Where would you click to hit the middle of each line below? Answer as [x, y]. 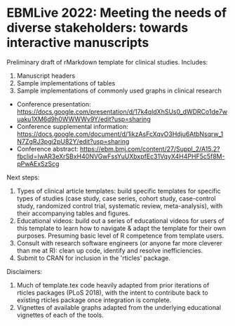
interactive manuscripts [78, 43]
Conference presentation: [54, 104]
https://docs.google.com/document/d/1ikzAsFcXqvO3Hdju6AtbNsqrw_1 [120, 134]
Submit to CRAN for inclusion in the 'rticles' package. [94, 258]
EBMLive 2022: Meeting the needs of [117, 13]
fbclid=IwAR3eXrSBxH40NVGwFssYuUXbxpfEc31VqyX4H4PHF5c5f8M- [121, 156]
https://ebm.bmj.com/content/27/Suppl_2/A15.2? [150, 149]
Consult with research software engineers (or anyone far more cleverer [119, 243]
